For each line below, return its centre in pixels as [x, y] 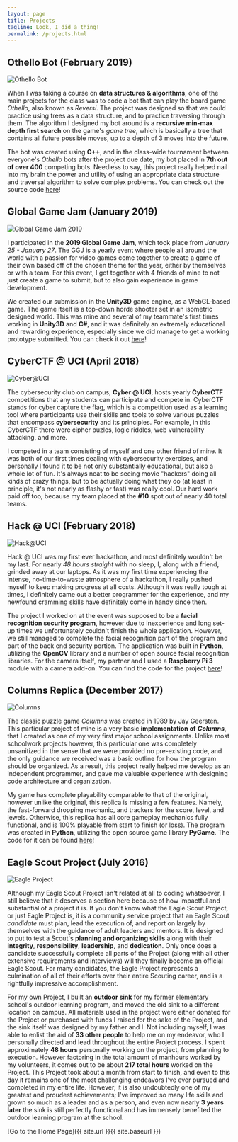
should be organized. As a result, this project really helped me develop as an [119, 766]
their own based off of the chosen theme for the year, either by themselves [117, 265]
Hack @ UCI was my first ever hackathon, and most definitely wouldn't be [115, 556]
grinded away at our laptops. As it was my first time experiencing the [108, 571]
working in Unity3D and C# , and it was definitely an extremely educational [116, 324]
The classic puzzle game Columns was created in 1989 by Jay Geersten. [113, 721]
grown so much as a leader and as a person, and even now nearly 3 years [116, 1102]
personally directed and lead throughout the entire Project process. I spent [116, 1042]
